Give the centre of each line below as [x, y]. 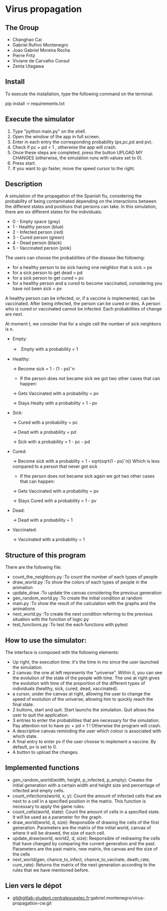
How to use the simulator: [46, 640]
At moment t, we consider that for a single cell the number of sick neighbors [83, 324]
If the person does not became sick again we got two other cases [87, 476]
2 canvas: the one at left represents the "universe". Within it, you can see [87, 673]
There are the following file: [33, 567]
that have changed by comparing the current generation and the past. [84, 843]
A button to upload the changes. [45, 752]
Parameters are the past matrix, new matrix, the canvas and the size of [85, 849]
